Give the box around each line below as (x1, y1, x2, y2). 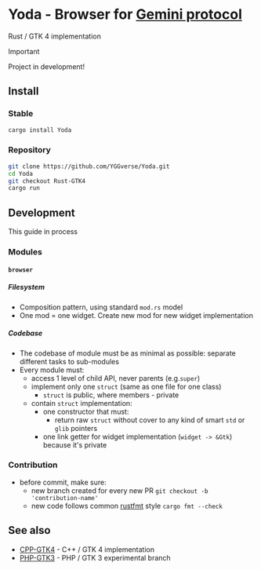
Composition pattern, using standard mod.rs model (19, 302, 183, 312)
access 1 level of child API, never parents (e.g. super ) (31, 373, 201, 382)
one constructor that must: (42, 407, 129, 416)
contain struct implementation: (31, 398, 132, 407)
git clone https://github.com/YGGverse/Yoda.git (8, 163, 170, 170)
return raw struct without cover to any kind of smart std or (54, 415, 245, 425)
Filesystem (8, 283, 45, 292)
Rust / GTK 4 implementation (8, 31, 102, 41)
